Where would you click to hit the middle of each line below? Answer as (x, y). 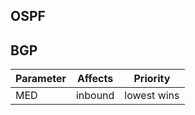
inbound (95, 96)
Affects (95, 79)
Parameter (41, 79)
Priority (152, 79)
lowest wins (152, 96)
